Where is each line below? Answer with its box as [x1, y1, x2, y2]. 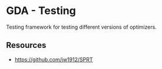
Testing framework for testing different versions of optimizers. [6, 23, 157, 30]
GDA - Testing [6, 4, 77, 18]
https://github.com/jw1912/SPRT [14, 56, 93, 63]
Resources [6, 40, 47, 50]
